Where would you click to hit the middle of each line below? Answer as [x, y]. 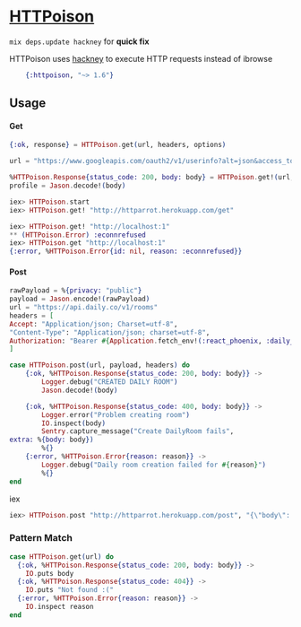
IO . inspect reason [60, 607]
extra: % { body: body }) [52, 440]
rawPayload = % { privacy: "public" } [76, 291]
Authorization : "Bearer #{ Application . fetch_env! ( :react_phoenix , [136, 341]
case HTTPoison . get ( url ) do [62, 557]
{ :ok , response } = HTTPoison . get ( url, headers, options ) [118, 145]
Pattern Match [41, 538]
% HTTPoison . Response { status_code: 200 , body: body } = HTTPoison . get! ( [144, 178]
